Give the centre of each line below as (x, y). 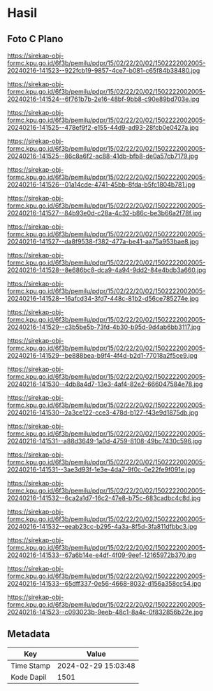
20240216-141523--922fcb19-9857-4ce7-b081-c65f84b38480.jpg (104, 71)
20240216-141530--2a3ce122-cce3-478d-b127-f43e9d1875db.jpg (103, 412)
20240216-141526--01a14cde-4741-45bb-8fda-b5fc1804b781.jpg (101, 185)
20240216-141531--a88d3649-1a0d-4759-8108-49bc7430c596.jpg (105, 441)
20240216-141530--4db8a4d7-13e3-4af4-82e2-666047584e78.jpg (105, 384)
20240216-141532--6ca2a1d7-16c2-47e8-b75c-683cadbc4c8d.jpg (104, 498)
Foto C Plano (35, 39)
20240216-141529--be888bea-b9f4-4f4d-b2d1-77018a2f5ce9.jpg (102, 355)
